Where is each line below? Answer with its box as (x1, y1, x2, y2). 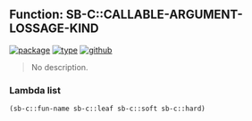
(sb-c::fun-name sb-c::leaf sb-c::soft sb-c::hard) (9, 104, 206, 114)
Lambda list (9, 84, 61, 96)
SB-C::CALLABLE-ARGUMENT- (65, 7, 243, 22)
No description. (30, 61, 88, 72)
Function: (9, 7, 64, 22)
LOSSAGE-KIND (9, 21, 99, 36)
